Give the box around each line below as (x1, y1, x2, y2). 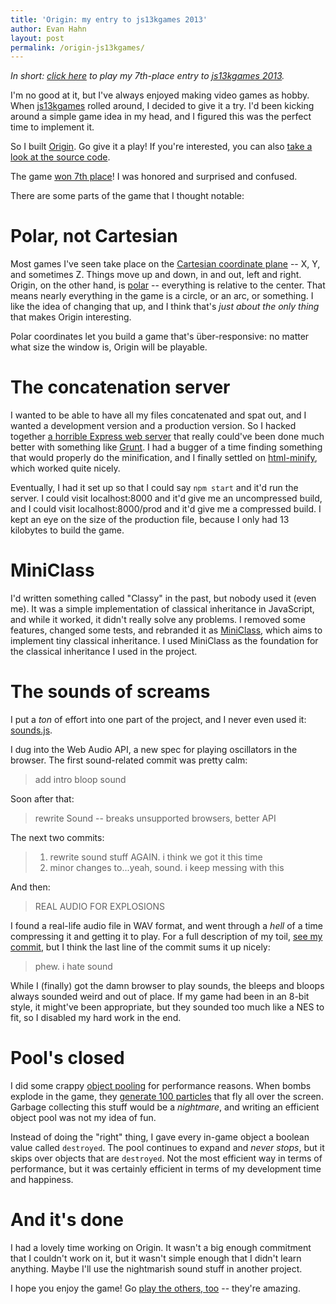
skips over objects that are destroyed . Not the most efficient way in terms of (10, 1152, 323, 1164)
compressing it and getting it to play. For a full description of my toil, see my (10, 931, 323, 942)
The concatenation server (10, 376, 231, 399)
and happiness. (10, 1173, 74, 1185)
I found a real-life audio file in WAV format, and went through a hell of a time (10, 920, 323, 931)
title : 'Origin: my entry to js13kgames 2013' (10, 14, 208, 25)
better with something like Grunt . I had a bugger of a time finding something (10, 441, 323, 453)
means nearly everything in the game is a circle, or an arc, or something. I (10, 290, 314, 302)
